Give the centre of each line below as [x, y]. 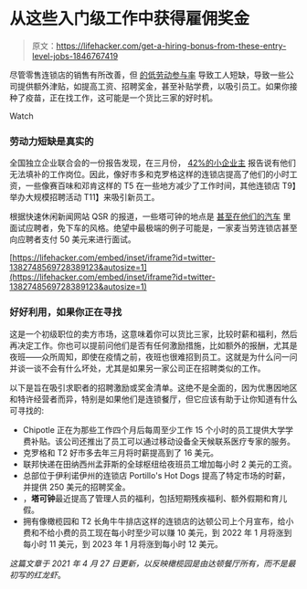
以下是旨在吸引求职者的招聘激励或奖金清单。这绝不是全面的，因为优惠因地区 [153, 387]
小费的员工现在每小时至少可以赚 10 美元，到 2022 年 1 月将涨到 [173, 532]
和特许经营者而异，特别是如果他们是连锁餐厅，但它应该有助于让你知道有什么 [153, 399]
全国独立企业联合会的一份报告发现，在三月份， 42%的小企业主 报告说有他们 [153, 163]
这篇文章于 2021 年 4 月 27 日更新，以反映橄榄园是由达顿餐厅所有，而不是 [148, 563]
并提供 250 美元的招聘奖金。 [76, 487]
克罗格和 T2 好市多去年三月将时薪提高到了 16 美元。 [121, 452]
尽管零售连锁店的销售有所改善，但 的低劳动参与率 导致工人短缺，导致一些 [148, 75]
